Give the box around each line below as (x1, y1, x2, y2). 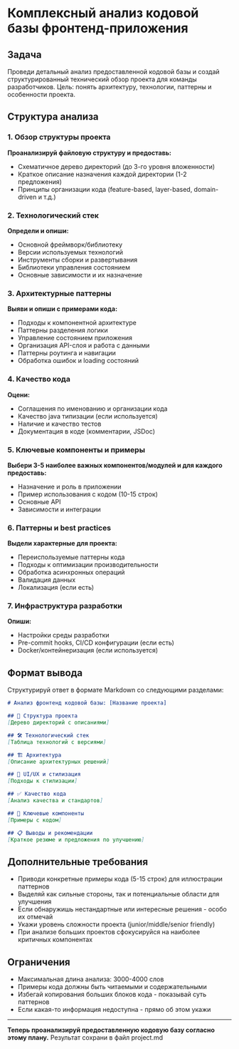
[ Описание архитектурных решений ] (7, 758, 110, 765)
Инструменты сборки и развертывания (17, 255, 138, 264)
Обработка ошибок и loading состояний (17, 357, 139, 365)
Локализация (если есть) (17, 583, 95, 592)
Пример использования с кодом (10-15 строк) (17, 490, 159, 498)
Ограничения (7, 956, 70, 968)
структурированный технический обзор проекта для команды (7, 75, 197, 83)
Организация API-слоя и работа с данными (17, 341, 150, 350)
